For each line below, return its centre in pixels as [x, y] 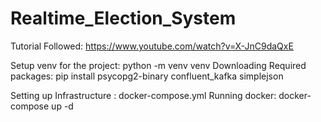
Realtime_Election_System [123, 18]
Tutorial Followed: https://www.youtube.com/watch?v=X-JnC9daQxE [152, 46]
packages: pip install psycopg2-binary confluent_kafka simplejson [147, 76]
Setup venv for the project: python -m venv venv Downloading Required [158, 65]
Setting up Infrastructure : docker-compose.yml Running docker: [143, 95]
